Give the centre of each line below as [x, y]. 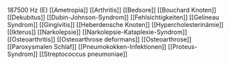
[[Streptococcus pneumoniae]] [83, 54]
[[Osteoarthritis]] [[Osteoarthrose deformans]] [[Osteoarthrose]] [99, 39]
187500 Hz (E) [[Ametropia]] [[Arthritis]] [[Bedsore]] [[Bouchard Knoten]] [112, 10]
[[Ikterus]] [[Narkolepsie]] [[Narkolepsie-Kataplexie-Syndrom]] [97, 32]
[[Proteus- [183, 47]
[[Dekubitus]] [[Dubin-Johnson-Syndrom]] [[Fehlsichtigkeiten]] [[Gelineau [113, 17]
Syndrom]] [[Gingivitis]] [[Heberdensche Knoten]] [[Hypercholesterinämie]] [116, 25]
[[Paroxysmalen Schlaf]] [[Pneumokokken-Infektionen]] [87, 47]
